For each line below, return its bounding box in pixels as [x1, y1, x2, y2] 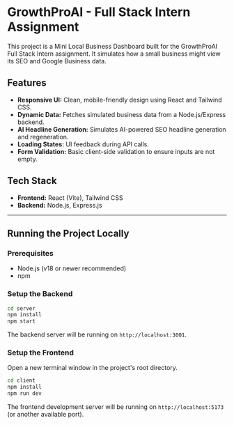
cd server [7, 304, 36, 312]
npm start [7, 318, 36, 325]
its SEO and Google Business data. [7, 56, 107, 65]
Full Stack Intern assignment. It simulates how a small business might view [7, 49, 221, 58]
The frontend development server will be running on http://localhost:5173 [7, 403, 224, 411]
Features [7, 77, 47, 89]
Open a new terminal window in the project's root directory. [7, 364, 178, 372]
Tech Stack [7, 175, 57, 187]
